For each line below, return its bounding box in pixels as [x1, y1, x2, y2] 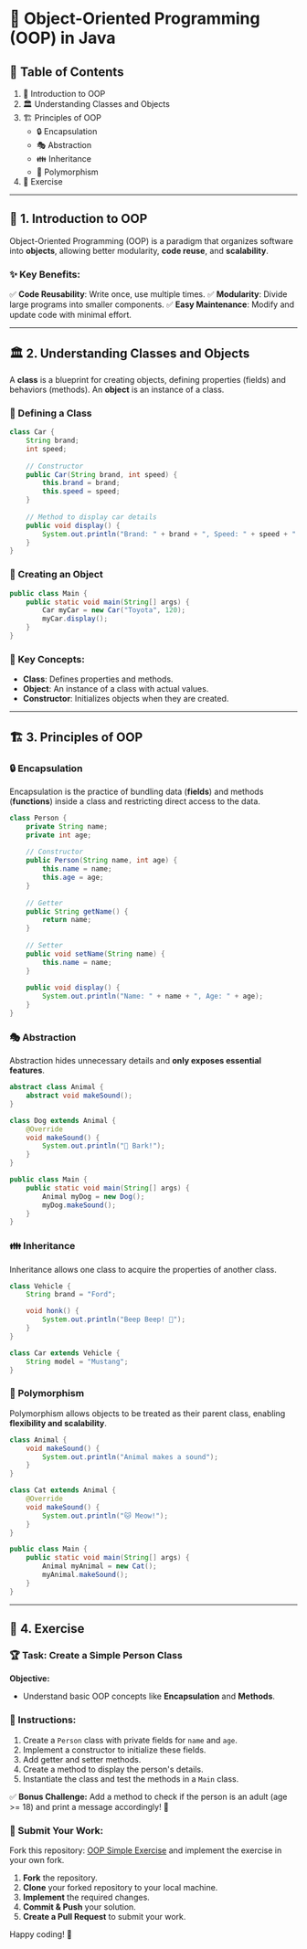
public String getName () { [26, 906, 129, 916]
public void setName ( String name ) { [26, 949, 166, 959]
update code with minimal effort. [9, 310, 132, 321]
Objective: [9, 1673, 50, 1684]
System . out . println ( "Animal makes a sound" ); [42, 1452, 219, 1461]
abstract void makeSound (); [26, 1091, 132, 1100]
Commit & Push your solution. [22, 1901, 137, 1912]
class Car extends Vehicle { [9, 1348, 121, 1358]
